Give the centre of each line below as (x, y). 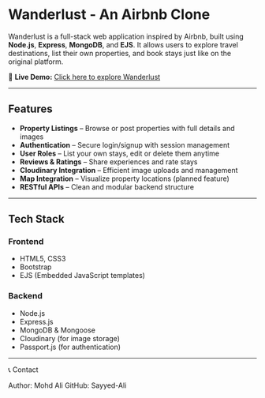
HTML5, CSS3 (43, 259)
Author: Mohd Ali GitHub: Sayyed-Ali (67, 385)
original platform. (36, 62)
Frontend (26, 242)
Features (30, 109)
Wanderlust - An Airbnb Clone (109, 15)
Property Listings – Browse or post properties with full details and (127, 128)
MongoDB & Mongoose (58, 330)
